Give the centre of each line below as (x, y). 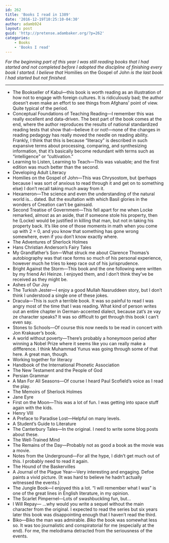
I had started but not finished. (36, 77)
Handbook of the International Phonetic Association (66, 365)
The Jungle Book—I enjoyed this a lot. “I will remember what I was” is (84, 488)
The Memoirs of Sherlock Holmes (47, 392)
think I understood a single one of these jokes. (60, 295)
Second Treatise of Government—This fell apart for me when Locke (82, 210)
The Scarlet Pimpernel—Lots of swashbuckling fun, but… (72, 498)
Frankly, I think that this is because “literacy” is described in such (80, 140)
